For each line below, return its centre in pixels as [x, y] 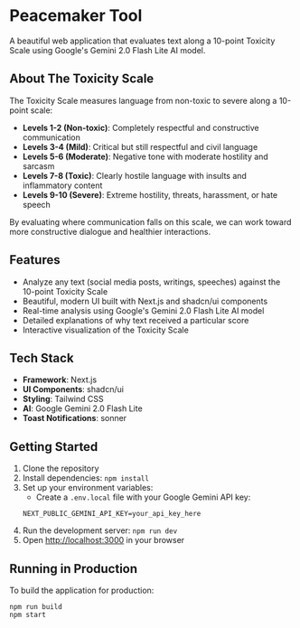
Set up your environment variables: [88, 488]
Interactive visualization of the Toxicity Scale [106, 330]
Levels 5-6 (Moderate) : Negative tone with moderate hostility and [145, 156]
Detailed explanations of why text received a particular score [136, 320]
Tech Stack [42, 358]
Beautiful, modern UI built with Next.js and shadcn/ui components [145, 301]
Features [35, 260]
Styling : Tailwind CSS [63, 399]
